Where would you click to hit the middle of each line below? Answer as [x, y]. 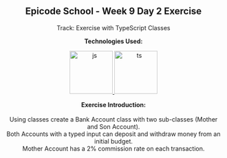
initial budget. [113, 141]
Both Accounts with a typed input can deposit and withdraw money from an [113, 134]
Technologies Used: [113, 41]
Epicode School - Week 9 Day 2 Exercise [113, 11]
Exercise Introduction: [113, 104]
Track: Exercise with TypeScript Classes [113, 27]
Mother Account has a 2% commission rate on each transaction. [113, 148]
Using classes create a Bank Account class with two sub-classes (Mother [113, 119]
